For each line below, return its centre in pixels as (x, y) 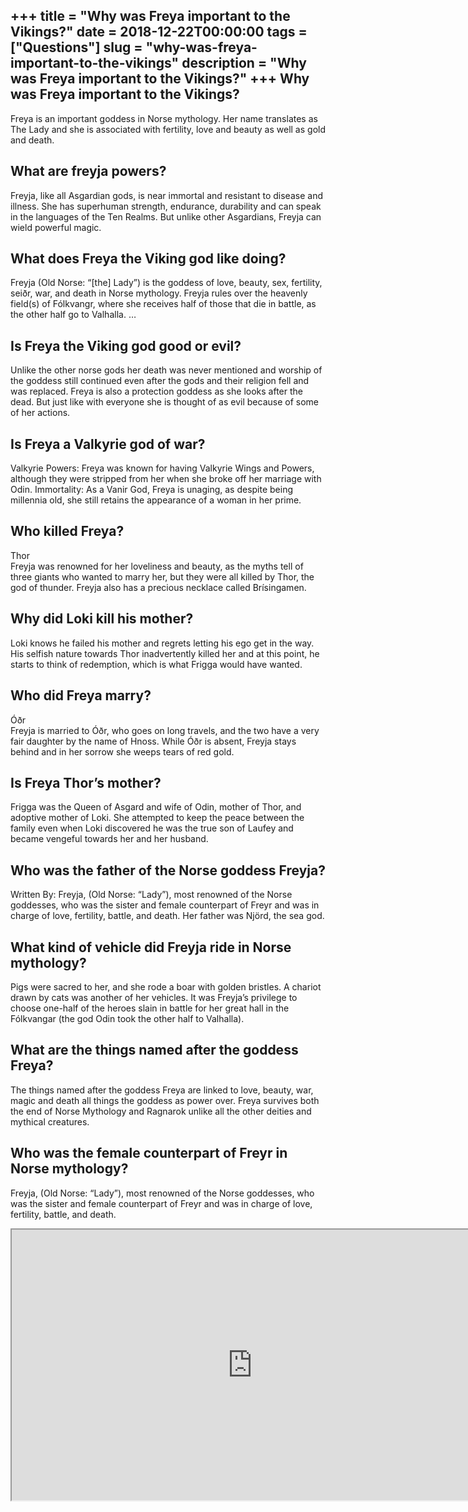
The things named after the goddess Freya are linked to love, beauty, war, (162, 1090)
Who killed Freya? (67, 531)
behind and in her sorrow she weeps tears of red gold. (122, 751)
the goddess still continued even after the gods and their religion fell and (160, 381)
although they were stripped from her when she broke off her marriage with (166, 479)
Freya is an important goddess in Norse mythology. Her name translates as (164, 118)
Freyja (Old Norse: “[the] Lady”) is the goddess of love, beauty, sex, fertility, (166, 283)
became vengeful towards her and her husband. (109, 839)
